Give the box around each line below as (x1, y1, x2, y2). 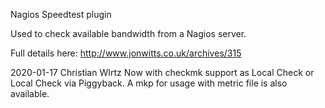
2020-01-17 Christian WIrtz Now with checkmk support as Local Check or (10, 67, 315, 78)
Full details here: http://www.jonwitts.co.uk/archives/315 (10, 47, 242, 59)
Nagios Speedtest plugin (10, 9, 112, 20)
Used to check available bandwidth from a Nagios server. (10, 28, 247, 39)
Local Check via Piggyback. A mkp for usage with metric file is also (10, 77, 288, 89)
